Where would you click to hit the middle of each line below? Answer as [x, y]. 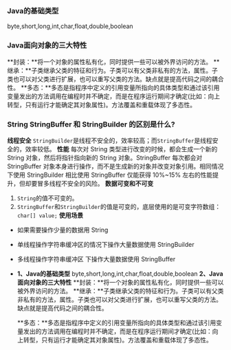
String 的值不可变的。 [47, 198]
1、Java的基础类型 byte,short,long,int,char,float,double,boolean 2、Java [120, 274]
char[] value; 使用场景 [50, 215]
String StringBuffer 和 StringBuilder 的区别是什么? [91, 124]
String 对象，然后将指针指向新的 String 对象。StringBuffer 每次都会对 [105, 157]
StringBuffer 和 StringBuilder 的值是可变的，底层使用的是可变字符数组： [119, 206]
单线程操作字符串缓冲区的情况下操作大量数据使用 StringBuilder [106, 244]
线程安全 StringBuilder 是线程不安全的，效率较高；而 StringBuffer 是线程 [110, 140]
